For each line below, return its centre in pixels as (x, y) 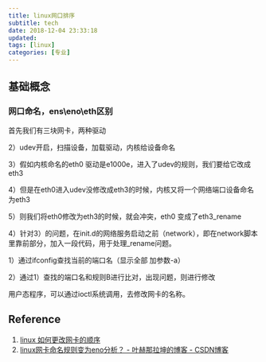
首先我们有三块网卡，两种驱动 (57, 130)
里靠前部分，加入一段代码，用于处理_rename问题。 (92, 243)
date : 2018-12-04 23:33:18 (53, 30)
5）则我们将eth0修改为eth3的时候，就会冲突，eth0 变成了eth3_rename (125, 216)
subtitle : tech (33, 23)
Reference (35, 319)
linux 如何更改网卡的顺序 (60, 340)
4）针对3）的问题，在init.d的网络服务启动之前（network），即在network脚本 (133, 233)
